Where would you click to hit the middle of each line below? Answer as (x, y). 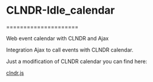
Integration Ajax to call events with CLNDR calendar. (70, 50)
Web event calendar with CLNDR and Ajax (58, 38)
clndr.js (15, 72)
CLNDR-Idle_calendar (60, 10)
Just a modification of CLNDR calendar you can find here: (76, 61)
